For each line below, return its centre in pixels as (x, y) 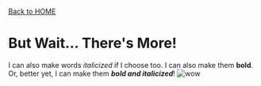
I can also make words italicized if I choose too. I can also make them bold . (131, 65)
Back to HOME (32, 11)
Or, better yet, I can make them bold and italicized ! (92, 73)
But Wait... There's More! (92, 43)
